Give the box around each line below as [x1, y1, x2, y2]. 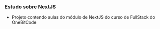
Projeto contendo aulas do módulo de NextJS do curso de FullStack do [11, 14, 156, 20]
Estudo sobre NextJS [4, 3, 56, 10]
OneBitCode [11, 19, 37, 25]
